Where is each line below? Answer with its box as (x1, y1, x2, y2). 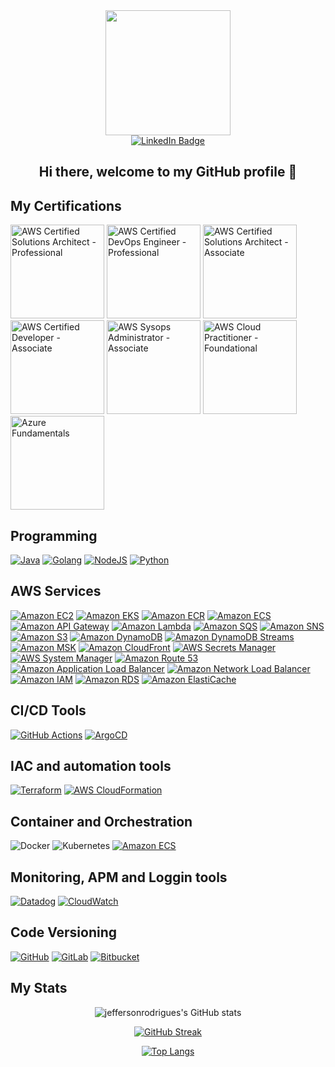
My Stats (10, 980, 68, 997)
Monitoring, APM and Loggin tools (10, 869, 228, 886)
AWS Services (10, 583, 102, 600)
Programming (10, 527, 98, 544)
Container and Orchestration (10, 813, 193, 830)
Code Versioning (10, 924, 118, 941)
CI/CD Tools (10, 702, 87, 719)
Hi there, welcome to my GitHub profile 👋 (38, 164, 298, 181)
